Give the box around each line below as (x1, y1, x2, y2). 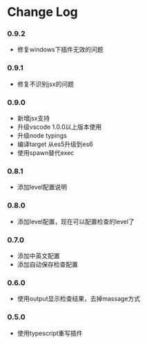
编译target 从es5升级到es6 (17, 140, 93, 149)
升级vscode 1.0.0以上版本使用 (17, 123, 102, 132)
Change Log (7, 4, 78, 20)
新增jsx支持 (17, 114, 50, 123)
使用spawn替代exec (17, 149, 75, 157)
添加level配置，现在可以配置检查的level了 (17, 217, 135, 226)
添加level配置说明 (17, 183, 68, 191)
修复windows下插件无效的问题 (17, 46, 104, 54)
